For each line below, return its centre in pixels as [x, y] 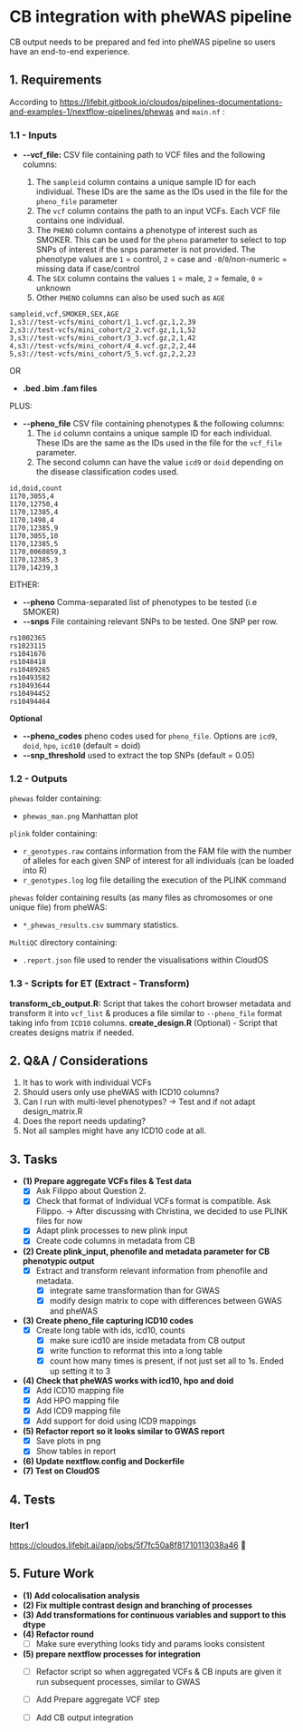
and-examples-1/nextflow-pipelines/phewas [92, 112]
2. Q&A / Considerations [79, 1061]
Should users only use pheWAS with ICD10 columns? [121, 1092]
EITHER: [25, 585]
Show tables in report [76, 1451]
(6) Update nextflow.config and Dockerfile [104, 1462]
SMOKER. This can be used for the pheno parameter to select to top [161, 240]
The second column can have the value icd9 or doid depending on [160, 462]
